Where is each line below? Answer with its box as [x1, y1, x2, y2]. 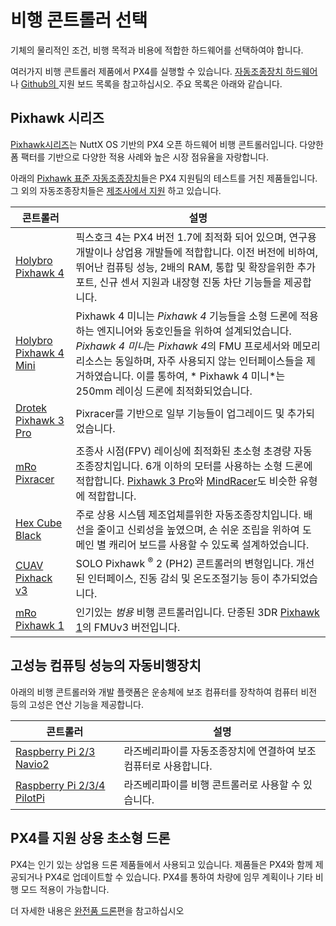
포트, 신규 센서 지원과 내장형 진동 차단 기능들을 [75, 275, 282, 289]
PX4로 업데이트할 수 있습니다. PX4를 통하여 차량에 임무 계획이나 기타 [44, 871, 313, 883]
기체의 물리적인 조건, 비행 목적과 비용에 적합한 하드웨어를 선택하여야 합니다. [10, 44, 304, 56]
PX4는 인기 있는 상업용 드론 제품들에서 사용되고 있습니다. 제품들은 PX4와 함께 [10, 858, 313, 870]
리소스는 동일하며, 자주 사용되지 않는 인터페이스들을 [75, 354, 304, 368]
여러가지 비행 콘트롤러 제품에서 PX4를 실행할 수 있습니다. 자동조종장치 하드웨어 [10, 65, 318, 77]
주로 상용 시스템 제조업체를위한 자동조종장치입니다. [75, 507, 302, 521]
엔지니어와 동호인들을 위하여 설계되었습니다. [96, 324, 292, 338]
